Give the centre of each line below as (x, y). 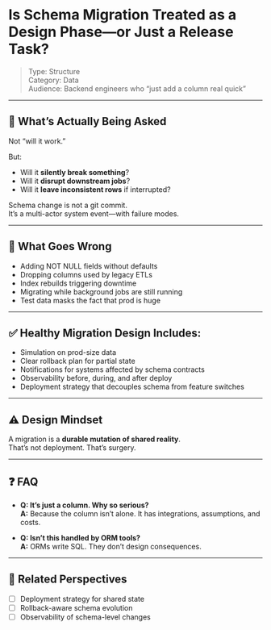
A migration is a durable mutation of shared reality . (95, 439)
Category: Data (53, 80)
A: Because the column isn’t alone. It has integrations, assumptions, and (140, 513)
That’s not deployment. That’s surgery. (72, 448)
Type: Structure (54, 71)
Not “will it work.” (37, 141)
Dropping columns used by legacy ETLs (86, 274)
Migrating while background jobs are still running (101, 291)
